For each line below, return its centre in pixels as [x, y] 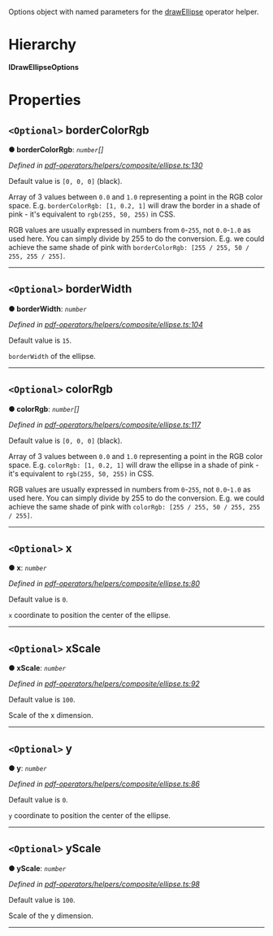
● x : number [28, 568]
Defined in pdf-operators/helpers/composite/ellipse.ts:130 [106, 165]
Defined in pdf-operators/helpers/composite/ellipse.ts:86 [104, 784]
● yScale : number [37, 868]
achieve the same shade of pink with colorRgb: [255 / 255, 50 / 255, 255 [134, 506]
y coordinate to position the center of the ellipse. [89, 816]
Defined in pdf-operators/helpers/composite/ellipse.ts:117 [105, 424]
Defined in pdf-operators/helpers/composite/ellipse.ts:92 [104, 684]
